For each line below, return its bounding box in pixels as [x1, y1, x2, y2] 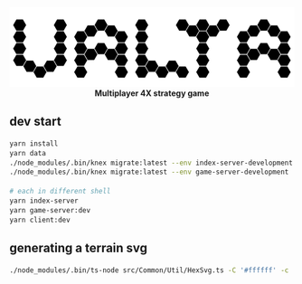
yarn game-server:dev [9, 205, 91, 214]
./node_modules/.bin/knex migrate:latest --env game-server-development [9, 167, 289, 177]
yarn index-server [9, 196, 79, 205]
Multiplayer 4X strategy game [94, 88, 210, 99]
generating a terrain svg [9, 241, 147, 256]
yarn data [9, 148, 47, 157]
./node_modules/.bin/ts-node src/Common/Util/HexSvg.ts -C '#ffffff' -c [9, 265, 289, 275]
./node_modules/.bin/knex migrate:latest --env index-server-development [9, 158, 294, 167]
